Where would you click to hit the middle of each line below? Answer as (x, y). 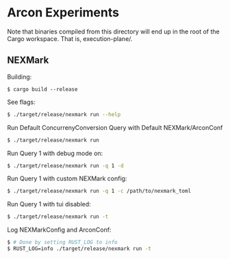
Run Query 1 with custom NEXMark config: (67, 178)
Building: (20, 77)
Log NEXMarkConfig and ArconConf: (59, 230)
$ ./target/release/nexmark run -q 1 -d (66, 165)
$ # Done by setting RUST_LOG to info (62, 243)
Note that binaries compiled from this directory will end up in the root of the (114, 31)
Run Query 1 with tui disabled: (49, 204)
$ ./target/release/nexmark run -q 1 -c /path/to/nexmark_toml (99, 191)
